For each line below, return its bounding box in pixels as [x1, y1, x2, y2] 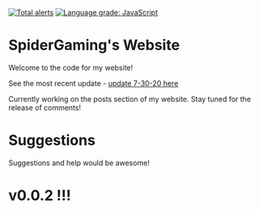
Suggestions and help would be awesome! [8, 158, 150, 168]
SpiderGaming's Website [8, 36, 180, 54]
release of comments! [8, 102, 81, 113]
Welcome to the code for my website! [8, 62, 134, 72]
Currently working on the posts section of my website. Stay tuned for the [8, 94, 252, 104]
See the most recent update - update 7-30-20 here [8, 78, 179, 88]
